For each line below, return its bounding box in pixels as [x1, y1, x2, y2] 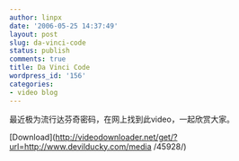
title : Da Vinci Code [9, 64, 91, 72]
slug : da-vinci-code [9, 38, 87, 47]
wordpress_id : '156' [9, 72, 87, 80]
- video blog [9, 88, 58, 97]
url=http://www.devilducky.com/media [9, 140, 152, 152]
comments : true [9, 55, 66, 64]
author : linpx [9, 13, 63, 22]
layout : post [9, 30, 58, 38]
